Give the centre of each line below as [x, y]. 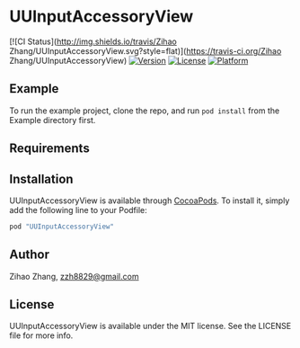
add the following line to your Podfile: [79, 210]
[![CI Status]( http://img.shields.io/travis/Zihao [93, 41]
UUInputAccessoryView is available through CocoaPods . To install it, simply [150, 201]
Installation [41, 178]
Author [29, 255]
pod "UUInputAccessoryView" [62, 227]
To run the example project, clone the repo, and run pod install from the [145, 111]
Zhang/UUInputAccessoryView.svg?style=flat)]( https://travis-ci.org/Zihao [146, 50]
